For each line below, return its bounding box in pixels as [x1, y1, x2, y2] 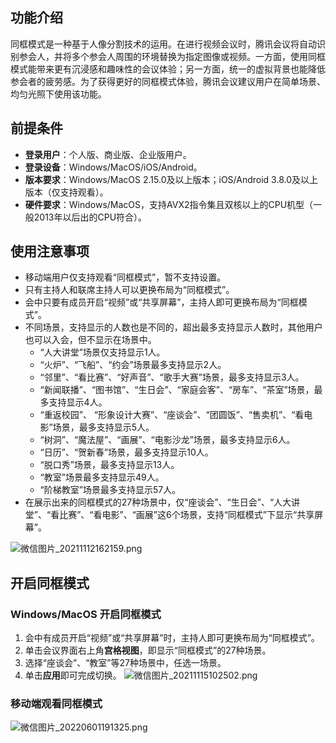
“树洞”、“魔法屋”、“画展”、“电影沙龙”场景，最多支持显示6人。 [39, 434, 296, 446]
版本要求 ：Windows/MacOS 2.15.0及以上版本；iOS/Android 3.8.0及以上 [24, 173, 319, 185]
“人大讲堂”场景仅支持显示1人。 [39, 346, 166, 358]
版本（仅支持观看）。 [24, 186, 109, 198]
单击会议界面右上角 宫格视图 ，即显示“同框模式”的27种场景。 [24, 644, 272, 657]
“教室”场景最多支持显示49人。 [39, 471, 165, 483]
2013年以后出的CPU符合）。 [33, 211, 148, 223]
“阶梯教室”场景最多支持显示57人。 [39, 484, 182, 496]
